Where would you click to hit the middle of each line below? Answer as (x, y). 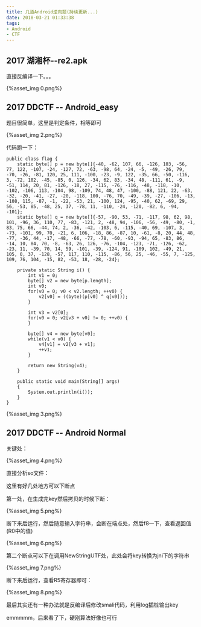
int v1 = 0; (43, 275)
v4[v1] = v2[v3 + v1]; (67, 344)
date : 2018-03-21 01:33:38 (40, 18)
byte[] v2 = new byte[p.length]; (70, 280)
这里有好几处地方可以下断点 (41, 486)
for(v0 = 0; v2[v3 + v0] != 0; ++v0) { (78, 318)
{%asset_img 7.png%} (34, 568)
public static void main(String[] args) (69, 381)
